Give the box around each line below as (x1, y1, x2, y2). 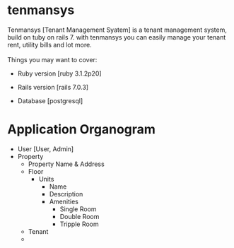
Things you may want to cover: (7, 55, 98, 64)
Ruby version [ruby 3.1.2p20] (17, 69, 102, 78)
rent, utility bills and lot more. (7, 40, 92, 49)
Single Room (59, 204, 97, 213)
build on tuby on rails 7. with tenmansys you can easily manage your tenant (7, 33, 226, 41)
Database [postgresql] (17, 96, 83, 105)
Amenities (49, 197, 79, 206)
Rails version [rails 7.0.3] (17, 83, 89, 91)
